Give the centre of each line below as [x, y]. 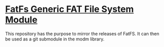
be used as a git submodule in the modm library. [55, 39]
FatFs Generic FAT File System [69, 9]
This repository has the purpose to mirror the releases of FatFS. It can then [82, 33]
